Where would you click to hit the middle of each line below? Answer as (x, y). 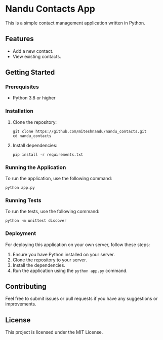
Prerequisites (22, 87)
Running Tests (23, 200)
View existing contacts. (37, 56)
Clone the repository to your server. (50, 260)
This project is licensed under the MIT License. (54, 332)
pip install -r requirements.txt (48, 155)
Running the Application (36, 167)
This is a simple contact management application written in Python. (75, 23)
